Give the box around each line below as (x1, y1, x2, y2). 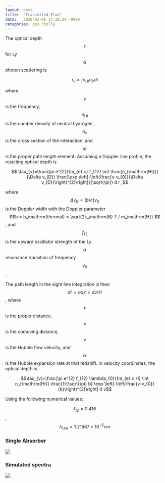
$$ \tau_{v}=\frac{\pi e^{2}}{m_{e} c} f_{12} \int (11, 168, 109, 174)
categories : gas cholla (5, 21, 56, 27)
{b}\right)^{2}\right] (58, 386, 98, 392)
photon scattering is (5, 67, 47, 73)
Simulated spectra (5, 461, 51, 468)
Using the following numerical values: (5, 396, 83, 402)
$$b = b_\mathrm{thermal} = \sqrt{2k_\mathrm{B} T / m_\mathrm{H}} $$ (9, 214, 160, 220)
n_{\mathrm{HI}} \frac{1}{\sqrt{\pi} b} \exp (15, 381, 103, 387)
